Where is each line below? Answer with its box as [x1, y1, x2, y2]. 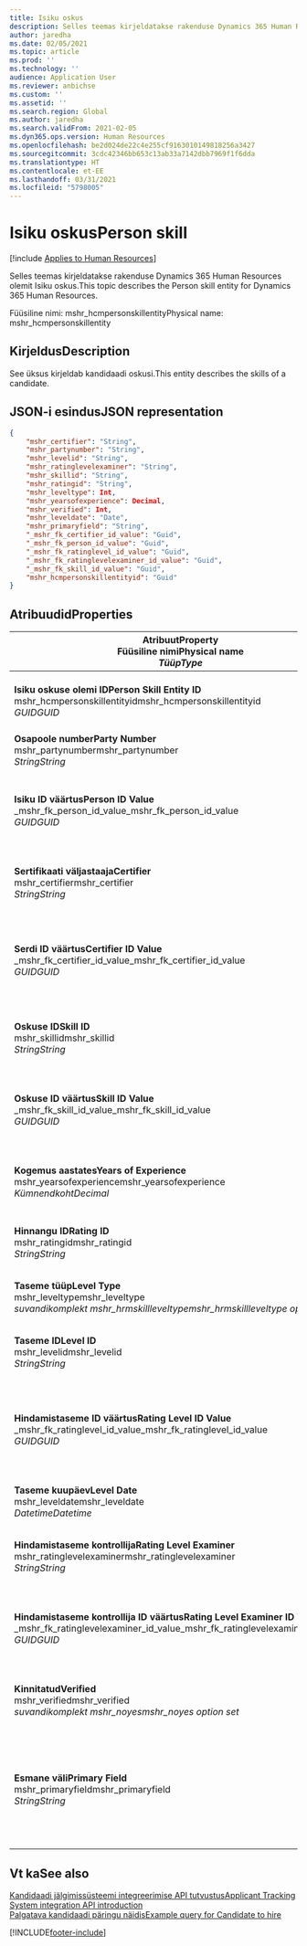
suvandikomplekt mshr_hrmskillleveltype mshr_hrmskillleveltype [14, 1303, 288, 1316]
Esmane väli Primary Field [14, 1771, 128, 1784]
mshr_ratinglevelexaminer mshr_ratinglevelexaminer [14, 1550, 236, 1563]
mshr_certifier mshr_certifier [14, 876, 134, 889]
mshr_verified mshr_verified [14, 1694, 130, 1707]
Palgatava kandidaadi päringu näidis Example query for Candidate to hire [9, 1909, 281, 1920]
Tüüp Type [158, 657, 204, 670]
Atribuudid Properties [9, 607, 133, 622]
